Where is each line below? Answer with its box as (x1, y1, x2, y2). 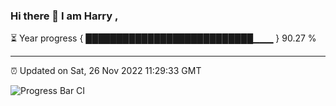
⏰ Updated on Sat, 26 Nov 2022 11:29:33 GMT (10, 65, 202, 77)
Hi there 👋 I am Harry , (10, 9, 119, 23)
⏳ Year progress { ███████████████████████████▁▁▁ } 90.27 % (10, 32, 317, 44)
